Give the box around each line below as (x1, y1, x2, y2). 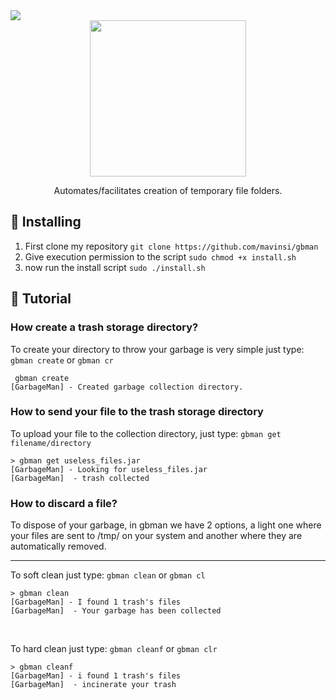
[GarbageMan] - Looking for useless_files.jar (10, 464, 208, 474)
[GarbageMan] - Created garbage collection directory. (10, 382, 244, 392)
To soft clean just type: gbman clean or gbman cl (10, 569, 206, 581)
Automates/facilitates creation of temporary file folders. (53, 185, 283, 196)
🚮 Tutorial (10, 290, 72, 308)
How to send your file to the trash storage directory (10, 405, 264, 419)
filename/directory (10, 438, 92, 448)
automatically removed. (10, 540, 107, 553)
